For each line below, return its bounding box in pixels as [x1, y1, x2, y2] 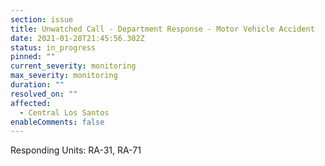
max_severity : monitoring [10, 71, 118, 81]
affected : [10, 98, 52, 108]
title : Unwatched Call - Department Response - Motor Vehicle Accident [10, 24, 315, 34]
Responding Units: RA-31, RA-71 [10, 144, 142, 156]
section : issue [10, 14, 74, 25]
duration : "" [10, 80, 65, 90]
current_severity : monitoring [10, 61, 137, 71]
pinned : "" [10, 52, 56, 62]
